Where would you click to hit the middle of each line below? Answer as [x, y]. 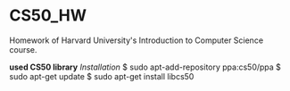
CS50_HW [48, 16]
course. [23, 49]
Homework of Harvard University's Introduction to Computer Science [137, 40]
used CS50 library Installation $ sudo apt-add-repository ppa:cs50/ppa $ [145, 67]
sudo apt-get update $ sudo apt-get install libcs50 [102, 76]
